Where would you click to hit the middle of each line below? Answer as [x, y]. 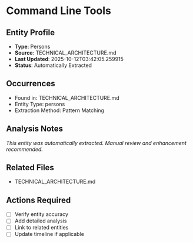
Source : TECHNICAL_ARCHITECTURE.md [65, 53]
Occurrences [31, 84]
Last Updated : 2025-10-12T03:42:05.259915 [69, 59]
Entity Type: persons [40, 104]
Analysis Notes [35, 129]
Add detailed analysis [41, 221]
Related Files [30, 168]
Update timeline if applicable [49, 234]
